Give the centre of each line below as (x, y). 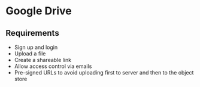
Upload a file (30, 54)
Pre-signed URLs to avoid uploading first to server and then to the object (104, 72)
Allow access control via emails (53, 66)
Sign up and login (36, 47)
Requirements (32, 33)
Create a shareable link (43, 60)
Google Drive (39, 11)
